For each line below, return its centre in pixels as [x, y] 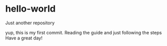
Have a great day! [24, 38]
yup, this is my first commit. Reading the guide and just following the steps [83, 32]
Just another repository [30, 23]
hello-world [31, 9]
